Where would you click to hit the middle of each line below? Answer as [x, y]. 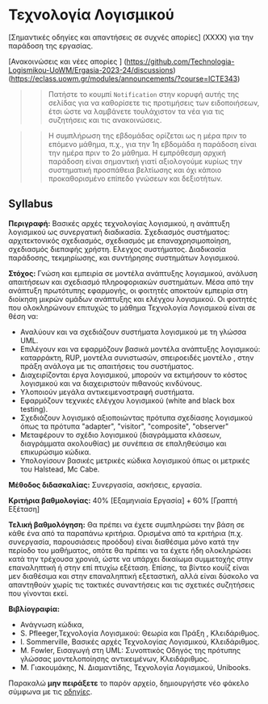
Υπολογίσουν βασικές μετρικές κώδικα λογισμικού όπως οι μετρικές [135, 460]
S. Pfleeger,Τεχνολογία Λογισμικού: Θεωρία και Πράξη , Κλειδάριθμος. [140, 633]
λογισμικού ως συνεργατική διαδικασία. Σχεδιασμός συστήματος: [119, 232]
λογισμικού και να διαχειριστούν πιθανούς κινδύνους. [111, 383]
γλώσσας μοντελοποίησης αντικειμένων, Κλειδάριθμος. [115, 659]
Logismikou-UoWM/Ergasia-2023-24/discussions [91, 69]
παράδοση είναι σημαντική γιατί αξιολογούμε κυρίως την [145, 161]
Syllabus [31, 204]
